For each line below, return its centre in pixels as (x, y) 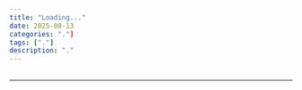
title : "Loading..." (48, 17)
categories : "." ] (42, 34)
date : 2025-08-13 (42, 26)
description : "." (42, 51)
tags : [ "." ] (31, 42)
